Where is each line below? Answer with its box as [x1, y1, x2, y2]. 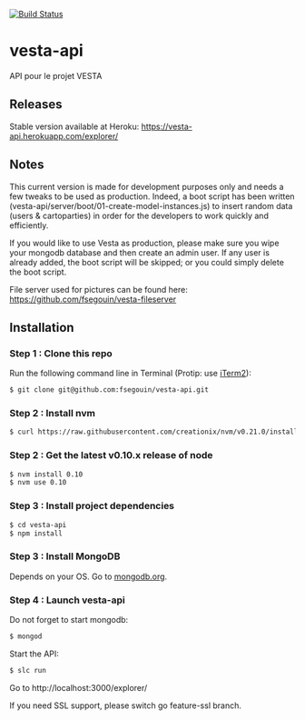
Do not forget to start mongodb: [9, 614, 129, 625]
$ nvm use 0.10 [9, 478, 67, 487]
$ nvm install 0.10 [9, 469, 84, 479]
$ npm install [9, 528, 64, 538]
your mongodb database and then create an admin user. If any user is [9, 246, 271, 258]
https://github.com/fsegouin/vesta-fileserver [9, 294, 177, 305]
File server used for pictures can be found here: [9, 284, 188, 295]
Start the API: [9, 648, 59, 659]
